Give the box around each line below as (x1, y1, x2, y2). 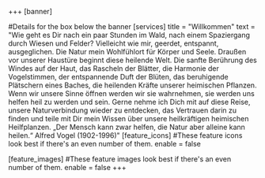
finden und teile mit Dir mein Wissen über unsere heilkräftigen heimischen (8, 114, 249, 123)
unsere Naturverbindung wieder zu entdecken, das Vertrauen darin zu (8, 106, 237, 115)
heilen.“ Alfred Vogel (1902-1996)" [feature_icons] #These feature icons (8, 131, 243, 140)
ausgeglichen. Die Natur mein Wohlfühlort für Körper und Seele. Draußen (8, 47, 247, 56)
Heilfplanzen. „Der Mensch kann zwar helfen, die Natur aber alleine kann (8, 122, 245, 132)
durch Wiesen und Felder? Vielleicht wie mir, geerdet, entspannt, (8, 39, 219, 48)
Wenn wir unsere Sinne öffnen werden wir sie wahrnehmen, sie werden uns (8, 89, 255, 98)
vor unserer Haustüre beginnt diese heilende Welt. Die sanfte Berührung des (8, 55, 257, 65)
